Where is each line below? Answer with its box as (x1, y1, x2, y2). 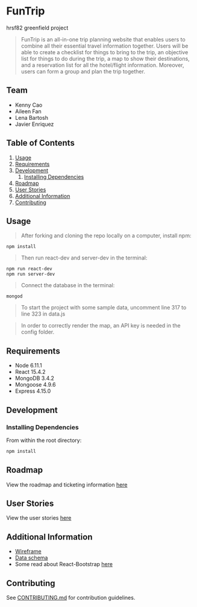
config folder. (20, 328, 55, 335)
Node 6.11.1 (14, 362, 42, 369)
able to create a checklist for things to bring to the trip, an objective (20, 48, 189, 55)
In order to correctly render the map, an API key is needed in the (20, 322, 181, 329)
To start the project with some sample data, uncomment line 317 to (20, 304, 187, 311)
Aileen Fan (14, 107, 42, 115)
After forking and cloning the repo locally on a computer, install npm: (20, 232, 192, 239)
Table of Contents (6, 138, 75, 148)
